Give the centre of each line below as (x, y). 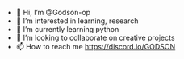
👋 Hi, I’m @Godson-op (53, 12)
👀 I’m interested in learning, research (77, 21)
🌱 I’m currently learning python (67, 29)
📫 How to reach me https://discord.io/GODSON (96, 47)
